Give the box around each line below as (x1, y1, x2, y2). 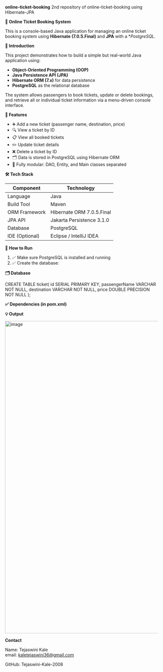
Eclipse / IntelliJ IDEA (50, 233, 98, 239)
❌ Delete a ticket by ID (12, 149, 57, 154)
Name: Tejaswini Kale (5, 647, 48, 652)
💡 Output (5, 311, 24, 317)
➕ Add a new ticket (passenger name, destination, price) (12, 122, 125, 127)
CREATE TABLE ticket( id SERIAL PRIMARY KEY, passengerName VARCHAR (5, 282, 156, 287)
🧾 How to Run (5, 245, 33, 251)
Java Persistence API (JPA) (12, 72, 68, 78)
